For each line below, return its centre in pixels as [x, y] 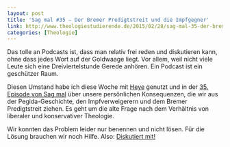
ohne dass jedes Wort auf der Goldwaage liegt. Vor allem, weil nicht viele [110, 59]
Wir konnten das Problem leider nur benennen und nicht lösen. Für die [106, 129]
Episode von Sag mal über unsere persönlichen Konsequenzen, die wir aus [113, 94]
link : [15, 26]
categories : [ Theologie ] [42, 32]
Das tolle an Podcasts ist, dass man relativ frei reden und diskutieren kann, [112, 52]
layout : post [26, 13]
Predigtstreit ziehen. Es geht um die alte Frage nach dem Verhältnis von [108, 109]
